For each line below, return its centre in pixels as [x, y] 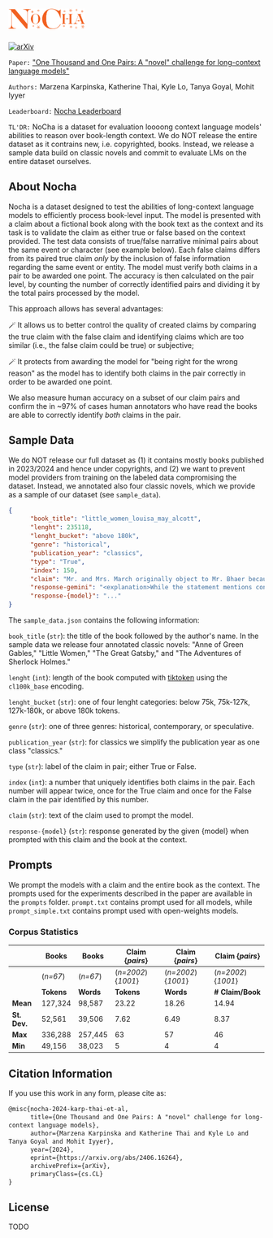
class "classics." [36, 751]
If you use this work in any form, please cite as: [87, 1093]
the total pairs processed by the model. [74, 293]
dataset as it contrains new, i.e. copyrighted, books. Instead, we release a [131, 144]
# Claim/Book [238, 993]
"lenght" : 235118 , [61, 528]
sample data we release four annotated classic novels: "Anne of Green [126, 645]
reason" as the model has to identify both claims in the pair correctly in [127, 373]
